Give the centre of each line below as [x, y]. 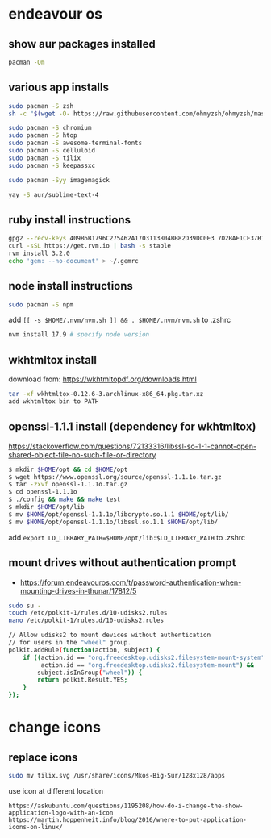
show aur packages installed [82, 44]
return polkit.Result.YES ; [83, 680]
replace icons [43, 757]
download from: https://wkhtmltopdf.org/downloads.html [103, 379]
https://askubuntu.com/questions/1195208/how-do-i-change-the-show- [126, 806]
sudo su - [25, 606]
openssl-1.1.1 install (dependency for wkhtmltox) [132, 427]
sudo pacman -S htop [43, 135]
